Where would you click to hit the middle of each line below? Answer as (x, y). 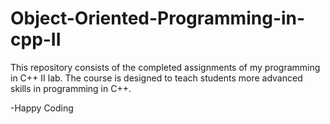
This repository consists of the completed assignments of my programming (165, 67)
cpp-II (36, 39)
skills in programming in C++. (71, 88)
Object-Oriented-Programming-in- (158, 18)
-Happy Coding (42, 108)
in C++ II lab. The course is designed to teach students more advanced (156, 78)
